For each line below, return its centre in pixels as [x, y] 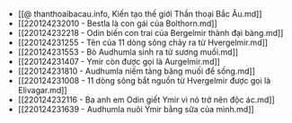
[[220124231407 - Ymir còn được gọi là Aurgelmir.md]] [119, 61]
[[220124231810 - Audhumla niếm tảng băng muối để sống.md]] [137, 71]
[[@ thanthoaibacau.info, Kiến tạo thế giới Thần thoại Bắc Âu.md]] [140, 14]
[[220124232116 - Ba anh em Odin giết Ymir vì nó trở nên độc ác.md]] [146, 100]
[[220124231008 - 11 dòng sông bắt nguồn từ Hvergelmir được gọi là [144, 80]
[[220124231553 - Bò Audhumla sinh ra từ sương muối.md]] [128, 52]
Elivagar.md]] [42, 90]
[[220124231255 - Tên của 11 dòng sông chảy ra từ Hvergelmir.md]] [142, 42]
